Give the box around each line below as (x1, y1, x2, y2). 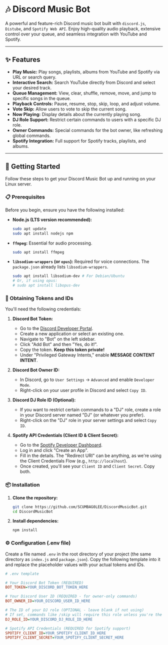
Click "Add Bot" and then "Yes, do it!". (19, 341, 98, 347)
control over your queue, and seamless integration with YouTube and (5, 31, 147, 37)
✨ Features (5, 55, 40, 64)
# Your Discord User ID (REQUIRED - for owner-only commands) (5, 594, 137, 599)
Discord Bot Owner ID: (12, 367, 60, 373)
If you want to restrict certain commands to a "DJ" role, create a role (19, 406, 161, 413)
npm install (12, 527, 37, 533)
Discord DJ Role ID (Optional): (12, 397, 76, 403)
